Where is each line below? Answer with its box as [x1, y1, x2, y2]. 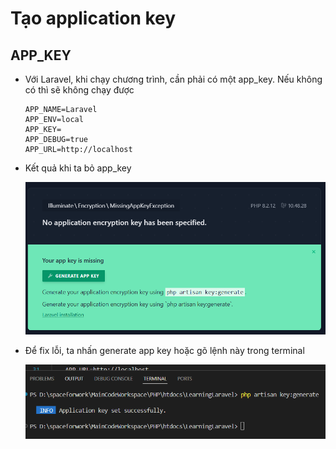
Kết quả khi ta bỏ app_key [24, 162, 132, 174]
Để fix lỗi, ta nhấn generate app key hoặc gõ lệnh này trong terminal [24, 345, 305, 356]
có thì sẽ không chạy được [24, 84, 135, 96]
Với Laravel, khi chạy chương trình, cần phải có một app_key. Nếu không [24, 73, 323, 85]
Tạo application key [10, 7, 177, 30]
